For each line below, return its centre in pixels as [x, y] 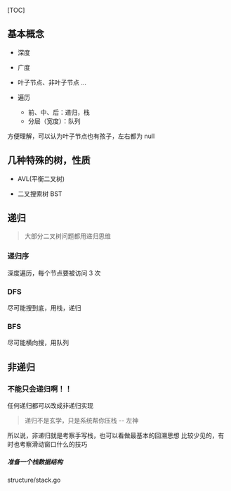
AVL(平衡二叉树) [41, 178]
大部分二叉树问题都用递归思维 [67, 236]
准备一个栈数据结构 [35, 461]
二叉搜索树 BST [40, 194]
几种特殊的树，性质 [49, 160]
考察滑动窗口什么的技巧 [53, 445]
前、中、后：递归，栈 [59, 112]
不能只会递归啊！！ [40, 389]
